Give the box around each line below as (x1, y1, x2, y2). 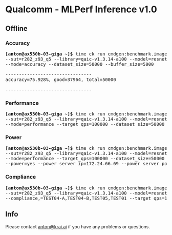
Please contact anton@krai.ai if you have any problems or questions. (5, 223, 150, 229)
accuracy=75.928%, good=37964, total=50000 (5, 76, 116, 83)
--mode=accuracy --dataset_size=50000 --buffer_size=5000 (5, 61, 154, 67)
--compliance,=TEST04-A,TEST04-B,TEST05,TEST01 (5, 195, 127, 201)
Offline (5, 24, 28, 33)
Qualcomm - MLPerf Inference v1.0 (5, 4, 157, 15)
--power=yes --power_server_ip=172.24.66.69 (5, 161, 119, 167)
